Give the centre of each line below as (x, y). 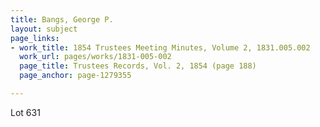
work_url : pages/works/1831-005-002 (95, 57)
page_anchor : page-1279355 (75, 76)
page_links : (35, 38)
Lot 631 (25, 112)
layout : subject (44, 29)
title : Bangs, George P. (62, 19)
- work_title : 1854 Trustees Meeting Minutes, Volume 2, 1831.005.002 (160, 47)
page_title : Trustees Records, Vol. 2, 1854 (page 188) (138, 66)
